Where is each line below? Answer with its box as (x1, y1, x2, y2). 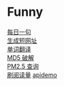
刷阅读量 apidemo (7, 70, 58, 79)
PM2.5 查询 (7, 62, 39, 70)
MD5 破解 (7, 53, 34, 62)
